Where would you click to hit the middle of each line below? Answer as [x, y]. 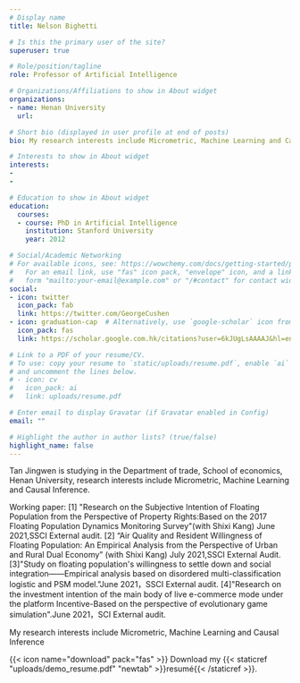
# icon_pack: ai [43, 388]
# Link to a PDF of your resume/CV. [77, 354]
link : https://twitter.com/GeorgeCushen [93, 314]
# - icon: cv [33, 380]
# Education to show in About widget [79, 198]
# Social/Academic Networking [66, 256]
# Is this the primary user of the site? [87, 42]
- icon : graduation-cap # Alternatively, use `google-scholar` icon [142, 322]
